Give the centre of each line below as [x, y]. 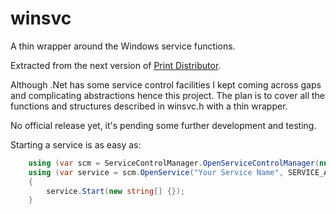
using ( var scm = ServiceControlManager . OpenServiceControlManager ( [174, 163]
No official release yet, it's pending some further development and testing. [163, 125]
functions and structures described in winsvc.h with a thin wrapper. [149, 106]
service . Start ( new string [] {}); [116, 191]
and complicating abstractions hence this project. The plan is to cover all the [168, 95]
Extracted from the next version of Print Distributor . [116, 65]
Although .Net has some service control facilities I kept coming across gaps [166, 84]
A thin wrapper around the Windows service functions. [123, 46]
